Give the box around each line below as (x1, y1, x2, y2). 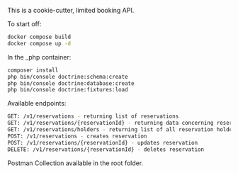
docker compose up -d (7, 40, 72, 47)
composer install (7, 67, 59, 74)
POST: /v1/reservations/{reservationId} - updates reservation (7, 139, 198, 146)
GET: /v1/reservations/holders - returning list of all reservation (7, 126, 214, 133)
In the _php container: (7, 52, 72, 61)
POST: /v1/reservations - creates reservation (7, 133, 147, 140)
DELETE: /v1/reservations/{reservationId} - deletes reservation (7, 145, 204, 153)
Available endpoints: (7, 99, 67, 108)
